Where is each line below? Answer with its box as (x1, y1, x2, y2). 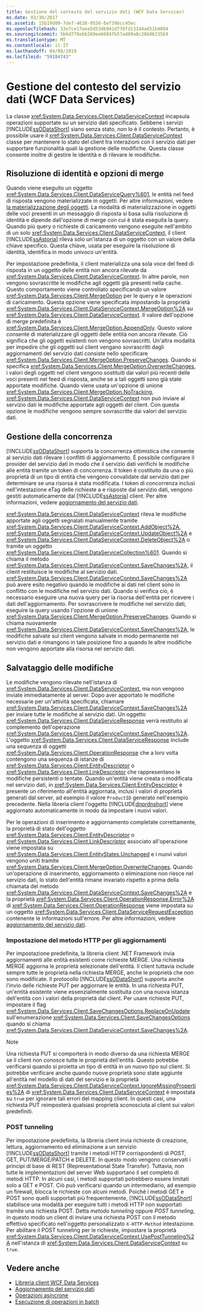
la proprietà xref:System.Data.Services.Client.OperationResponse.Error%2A (6, 895, 195, 903)
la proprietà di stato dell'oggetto (6, 825, 86, 832)
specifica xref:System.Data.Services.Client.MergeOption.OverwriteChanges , (6, 363, 196, 370)
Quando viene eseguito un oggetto (6, 185, 93, 192)
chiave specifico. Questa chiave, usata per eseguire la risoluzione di (6, 242, 175, 249)
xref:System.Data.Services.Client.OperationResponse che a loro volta (6, 749, 178, 756)
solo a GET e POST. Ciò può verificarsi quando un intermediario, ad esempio (6, 1181, 196, 1189)
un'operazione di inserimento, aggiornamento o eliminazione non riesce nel (6, 870, 194, 877)
